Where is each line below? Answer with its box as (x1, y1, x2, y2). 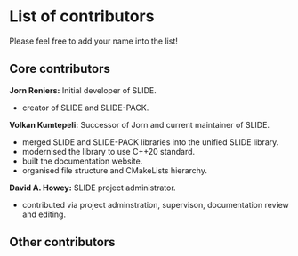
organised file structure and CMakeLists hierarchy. (21, 164, 207, 175)
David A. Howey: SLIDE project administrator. (9, 182, 176, 193)
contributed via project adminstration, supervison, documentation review (21, 199, 289, 210)
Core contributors (9, 61, 111, 76)
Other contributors (9, 235, 116, 250)
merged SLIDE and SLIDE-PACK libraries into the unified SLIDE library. (21, 136, 279, 148)
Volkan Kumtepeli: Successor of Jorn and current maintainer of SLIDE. (9, 119, 270, 130)
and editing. (21, 209, 67, 220)
